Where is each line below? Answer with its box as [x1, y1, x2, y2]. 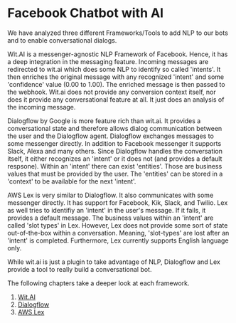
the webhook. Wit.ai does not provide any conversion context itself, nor [7, 88, 216, 96]
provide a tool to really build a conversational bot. [7, 265, 152, 273]
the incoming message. [7, 102, 76, 111]
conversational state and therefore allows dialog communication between [7, 124, 222, 132]
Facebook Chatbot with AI [7, 5, 164, 21]
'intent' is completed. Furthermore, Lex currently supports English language [7, 236, 229, 245]
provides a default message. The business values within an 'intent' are [7, 213, 214, 222]
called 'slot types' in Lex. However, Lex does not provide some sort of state [7, 221, 228, 229]
